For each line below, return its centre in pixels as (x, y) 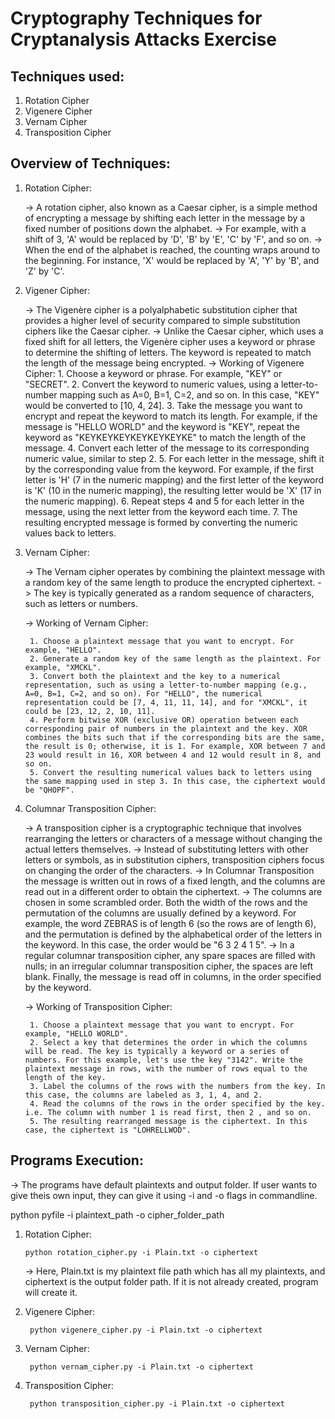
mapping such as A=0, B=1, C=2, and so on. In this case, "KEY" (189, 394)
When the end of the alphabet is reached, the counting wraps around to (172, 249)
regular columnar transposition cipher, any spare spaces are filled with (170, 955)
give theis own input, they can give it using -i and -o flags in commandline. (164, 1195)
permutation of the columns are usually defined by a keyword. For (160, 913)
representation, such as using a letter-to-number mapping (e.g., (166, 685)
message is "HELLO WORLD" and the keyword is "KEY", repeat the (162, 426)
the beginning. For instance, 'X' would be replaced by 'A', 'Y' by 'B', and (172, 260)
